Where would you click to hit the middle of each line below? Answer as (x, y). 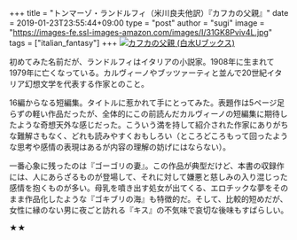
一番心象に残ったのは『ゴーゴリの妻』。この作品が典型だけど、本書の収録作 (147, 166)
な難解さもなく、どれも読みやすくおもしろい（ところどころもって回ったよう (148, 136)
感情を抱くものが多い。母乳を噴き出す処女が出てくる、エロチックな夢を (141, 188)
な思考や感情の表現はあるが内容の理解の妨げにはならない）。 (120, 147)
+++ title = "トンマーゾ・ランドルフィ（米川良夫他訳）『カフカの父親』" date (149, 13)
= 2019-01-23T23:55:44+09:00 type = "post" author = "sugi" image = (137, 23)
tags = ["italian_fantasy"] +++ (63, 43)
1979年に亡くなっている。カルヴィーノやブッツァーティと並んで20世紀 (138, 73)
